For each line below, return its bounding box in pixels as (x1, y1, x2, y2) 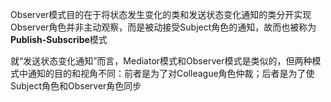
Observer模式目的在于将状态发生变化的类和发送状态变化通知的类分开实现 (10, 9, 312, 20)
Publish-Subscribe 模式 (10, 34, 108, 45)
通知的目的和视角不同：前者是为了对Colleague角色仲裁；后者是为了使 (27, 68, 315, 79)
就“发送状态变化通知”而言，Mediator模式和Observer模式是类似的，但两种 (10, 55, 313, 67)
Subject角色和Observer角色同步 (10, 80, 142, 92)
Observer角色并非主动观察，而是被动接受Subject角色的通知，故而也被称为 (10, 21, 317, 33)
